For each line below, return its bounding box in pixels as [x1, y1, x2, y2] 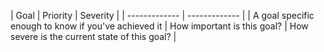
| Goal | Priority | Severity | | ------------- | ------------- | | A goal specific [10, 10, 315, 21]
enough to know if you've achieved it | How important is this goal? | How [10, 20, 309, 32]
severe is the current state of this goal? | [10, 31, 177, 42]
